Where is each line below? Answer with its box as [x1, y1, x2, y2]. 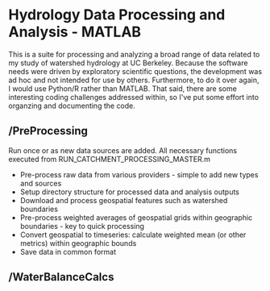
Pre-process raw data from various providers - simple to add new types [19, 169, 259, 179]
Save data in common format [19, 247, 117, 256]
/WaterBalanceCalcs [8, 270, 114, 284]
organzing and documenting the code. [8, 101, 135, 110]
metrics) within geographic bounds [19, 238, 137, 247]
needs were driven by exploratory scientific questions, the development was [8, 66, 263, 76]
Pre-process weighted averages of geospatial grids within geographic [19, 212, 253, 222]
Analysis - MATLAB [8, 23, 142, 41]
